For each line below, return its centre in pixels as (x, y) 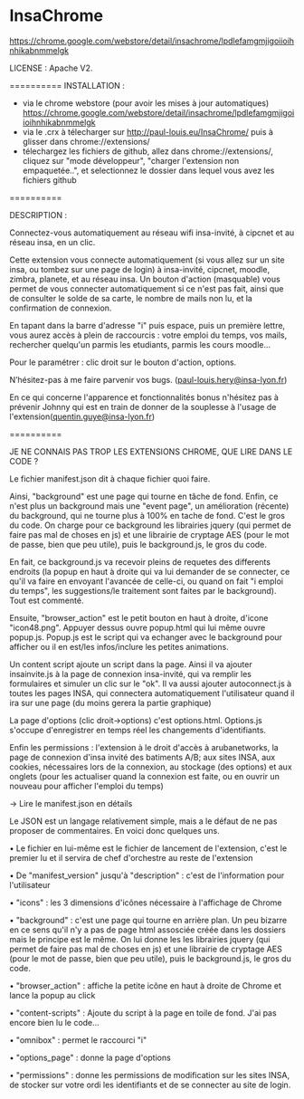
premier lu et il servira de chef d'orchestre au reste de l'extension (131, 857)
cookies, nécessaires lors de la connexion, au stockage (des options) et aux (151, 767)
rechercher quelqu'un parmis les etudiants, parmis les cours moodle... (140, 344)
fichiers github (49, 180)
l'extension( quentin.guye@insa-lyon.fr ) (82, 416)
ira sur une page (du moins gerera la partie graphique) (110, 702)
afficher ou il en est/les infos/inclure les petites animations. (119, 646)
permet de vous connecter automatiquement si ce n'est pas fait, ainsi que (147, 288)
